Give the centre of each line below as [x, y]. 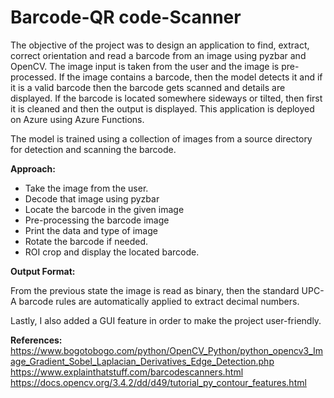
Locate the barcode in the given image [104, 209]
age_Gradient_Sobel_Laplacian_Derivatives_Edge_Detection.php [142, 361]
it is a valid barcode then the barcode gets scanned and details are [148, 87]
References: [36, 340]
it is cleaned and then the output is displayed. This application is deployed [162, 108]
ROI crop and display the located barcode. [112, 252]
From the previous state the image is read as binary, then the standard [155, 290]
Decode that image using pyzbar [92, 198]
